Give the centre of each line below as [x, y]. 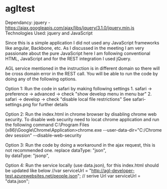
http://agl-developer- [113, 171]
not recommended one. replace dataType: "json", [56, 150]
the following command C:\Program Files [47, 125]
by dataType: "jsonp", [27, 156]
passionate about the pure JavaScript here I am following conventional [78, 53]
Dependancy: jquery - [28, 22]
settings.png [18, 104]
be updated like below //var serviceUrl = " [48, 171]
